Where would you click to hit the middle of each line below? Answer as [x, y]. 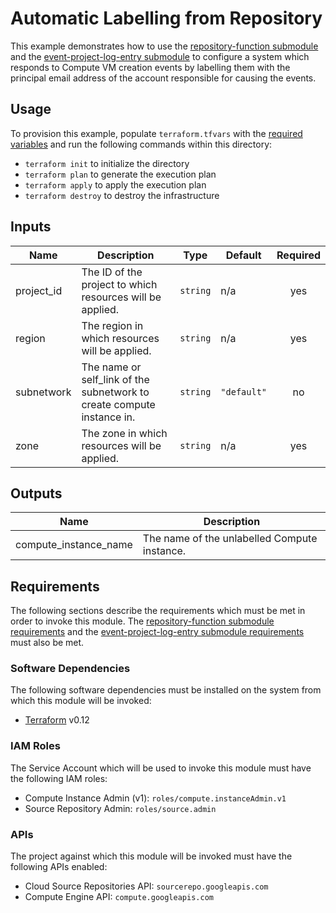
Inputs [31, 227]
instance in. [108, 417]
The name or [111, 367]
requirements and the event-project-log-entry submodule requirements [157, 632]
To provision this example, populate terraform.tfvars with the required [156, 133]
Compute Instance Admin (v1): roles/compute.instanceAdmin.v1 [155, 798]
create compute [118, 404]
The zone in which [124, 433]
